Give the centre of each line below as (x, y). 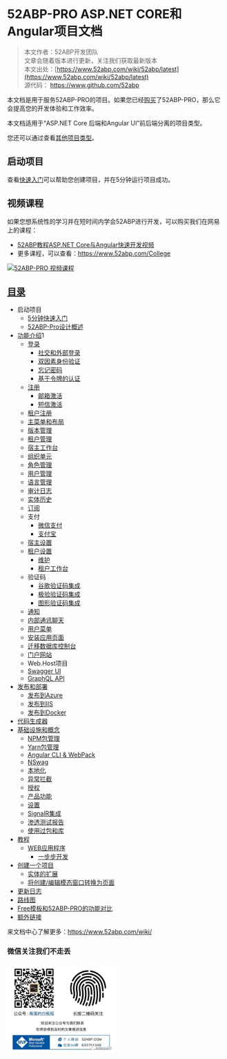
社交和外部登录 (59, 353)
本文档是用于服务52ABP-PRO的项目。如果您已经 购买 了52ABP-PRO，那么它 (114, 99)
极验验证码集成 (59, 594)
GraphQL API (46, 679)
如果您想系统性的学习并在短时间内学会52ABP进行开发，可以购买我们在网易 (113, 221)
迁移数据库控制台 (52, 646)
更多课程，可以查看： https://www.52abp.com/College (94, 253)
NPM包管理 (43, 739)
